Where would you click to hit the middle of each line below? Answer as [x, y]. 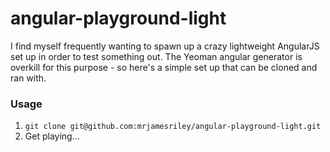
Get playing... [52, 136]
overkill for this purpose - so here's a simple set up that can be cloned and [164, 67]
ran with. [28, 78]
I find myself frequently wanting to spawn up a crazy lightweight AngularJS [165, 46]
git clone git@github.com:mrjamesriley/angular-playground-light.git [173, 127]
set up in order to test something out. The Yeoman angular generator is [156, 56]
